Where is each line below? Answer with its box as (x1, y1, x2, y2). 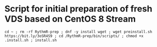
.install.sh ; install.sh (4, 37, 57, 43)
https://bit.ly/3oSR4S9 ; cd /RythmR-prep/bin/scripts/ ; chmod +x (4, 34, 144, 38)
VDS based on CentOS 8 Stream (4, 13, 136, 24)
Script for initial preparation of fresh (4, 3, 153, 14)
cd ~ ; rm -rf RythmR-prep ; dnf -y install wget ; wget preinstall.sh (4, 29, 152, 34)
